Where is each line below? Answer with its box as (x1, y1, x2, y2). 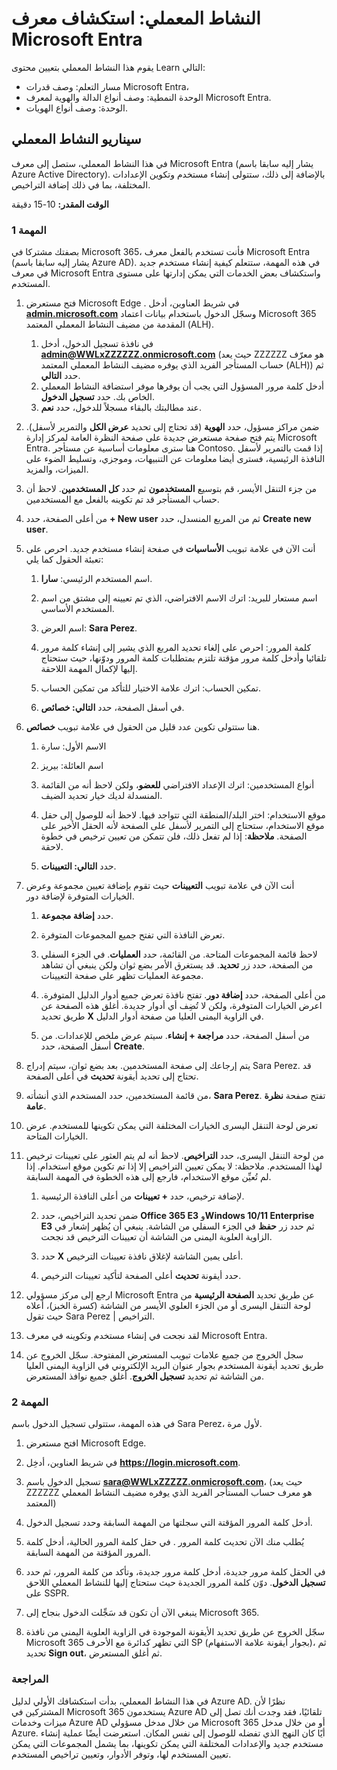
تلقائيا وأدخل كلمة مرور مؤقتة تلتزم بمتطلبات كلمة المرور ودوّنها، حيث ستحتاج (40, 652, 327, 664)
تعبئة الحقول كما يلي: (25, 553, 104, 566)
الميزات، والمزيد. (25, 463, 89, 476)
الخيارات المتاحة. (25, 1130, 89, 1142)
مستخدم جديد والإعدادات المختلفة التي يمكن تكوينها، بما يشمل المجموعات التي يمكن (11, 1737, 324, 1749)
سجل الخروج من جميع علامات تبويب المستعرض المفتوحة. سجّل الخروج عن (25, 1349, 304, 1361)
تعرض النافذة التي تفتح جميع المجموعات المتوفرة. (40, 929, 226, 941)
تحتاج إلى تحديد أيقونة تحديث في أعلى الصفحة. (25, 1070, 199, 1082)
